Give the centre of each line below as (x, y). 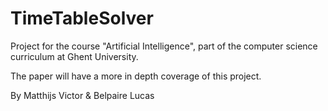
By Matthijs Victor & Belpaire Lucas (82, 95)
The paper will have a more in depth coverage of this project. (136, 76)
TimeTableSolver (82, 18)
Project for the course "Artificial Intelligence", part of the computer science (164, 46)
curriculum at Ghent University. (74, 56)
